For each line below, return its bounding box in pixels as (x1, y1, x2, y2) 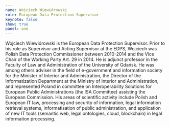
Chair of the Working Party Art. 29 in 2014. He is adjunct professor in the (5, 56, 158, 62)
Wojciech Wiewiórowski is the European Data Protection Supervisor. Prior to (5, 40, 165, 46)
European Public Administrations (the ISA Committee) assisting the (5, 89, 145, 95)
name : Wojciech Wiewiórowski (5, 7, 67, 13)
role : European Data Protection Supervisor (5, 12, 100, 17)
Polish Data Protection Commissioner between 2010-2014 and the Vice (5, 51, 155, 57)
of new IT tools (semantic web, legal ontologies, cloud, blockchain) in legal (5, 110, 162, 117)
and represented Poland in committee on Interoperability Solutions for (5, 83, 152, 89)
